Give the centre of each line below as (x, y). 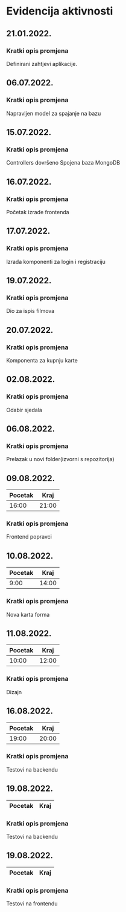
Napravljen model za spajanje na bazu (54, 113)
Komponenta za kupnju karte (42, 360)
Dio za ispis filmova (30, 311)
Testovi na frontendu (32, 904)
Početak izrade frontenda (38, 212)
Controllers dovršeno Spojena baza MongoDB (63, 163)
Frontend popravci (29, 537)
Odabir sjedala (24, 410)
